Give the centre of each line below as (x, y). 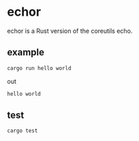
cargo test (22, 131)
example (26, 52)
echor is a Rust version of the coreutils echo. (70, 31)
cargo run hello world (39, 68)
